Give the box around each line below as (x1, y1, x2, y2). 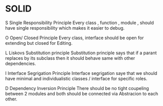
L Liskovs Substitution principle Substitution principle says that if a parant (5, 50, 157, 56)
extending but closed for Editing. (5, 40, 73, 46)
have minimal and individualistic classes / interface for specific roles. (5, 75, 147, 81)
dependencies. (5, 60, 36, 66)
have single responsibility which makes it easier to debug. (5, 25, 125, 31)
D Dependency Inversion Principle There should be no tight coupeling (5, 85, 149, 91)
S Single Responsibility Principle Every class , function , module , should (5, 20, 154, 26)
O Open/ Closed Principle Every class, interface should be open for (5, 35, 144, 41)
